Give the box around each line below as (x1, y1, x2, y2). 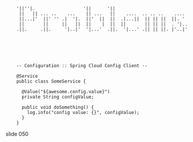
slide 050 (5, 131, 29, 137)
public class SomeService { (16, 78, 86, 84)
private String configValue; (21, 94, 94, 100)
